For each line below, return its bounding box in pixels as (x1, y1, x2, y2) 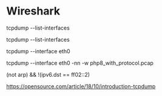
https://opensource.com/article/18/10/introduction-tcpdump (6, 83, 156, 90)
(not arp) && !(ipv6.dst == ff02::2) (6, 71, 90, 78)
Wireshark (6, 4, 61, 18)
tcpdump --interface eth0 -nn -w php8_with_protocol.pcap (6, 59, 154, 66)
